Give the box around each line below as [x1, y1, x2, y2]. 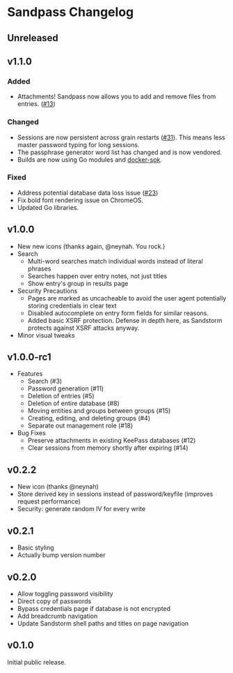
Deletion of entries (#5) [27, 392, 95, 400]
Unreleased [7, 32, 59, 44]
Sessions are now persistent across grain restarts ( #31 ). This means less [17, 133, 225, 142]
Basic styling [17, 543, 54, 552]
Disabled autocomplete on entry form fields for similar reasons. [27, 308, 209, 317]
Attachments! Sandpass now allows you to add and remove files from [17, 92, 216, 101]
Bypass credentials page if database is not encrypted [17, 604, 171, 612]
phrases [27, 264, 51, 273]
